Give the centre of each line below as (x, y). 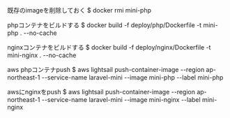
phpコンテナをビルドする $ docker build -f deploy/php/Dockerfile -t (105, 25)
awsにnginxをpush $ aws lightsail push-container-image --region (101, 92)
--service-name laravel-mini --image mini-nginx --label (121, 99)
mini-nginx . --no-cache (42, 55)
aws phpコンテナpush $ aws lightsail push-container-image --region (106, 69)
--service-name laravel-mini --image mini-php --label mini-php (132, 78)
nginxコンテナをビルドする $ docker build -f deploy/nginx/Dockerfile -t (109, 47)
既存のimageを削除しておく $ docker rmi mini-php (79, 10)
